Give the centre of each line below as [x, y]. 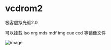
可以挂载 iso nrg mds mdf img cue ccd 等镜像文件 [55, 33]
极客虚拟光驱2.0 [21, 22]
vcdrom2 [24, 8]
